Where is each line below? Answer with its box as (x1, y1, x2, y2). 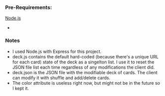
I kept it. (12, 85, 29, 91)
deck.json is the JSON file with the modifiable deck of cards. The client (12, 69, 158, 75)
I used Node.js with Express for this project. (12, 48, 102, 54)
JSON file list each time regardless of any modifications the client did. (12, 64, 155, 70)
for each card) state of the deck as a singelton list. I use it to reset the (12, 59, 155, 65)
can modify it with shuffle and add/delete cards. (12, 75, 110, 81)
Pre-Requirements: (5, 4, 52, 11)
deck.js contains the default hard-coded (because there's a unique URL (12, 53, 159, 59)
